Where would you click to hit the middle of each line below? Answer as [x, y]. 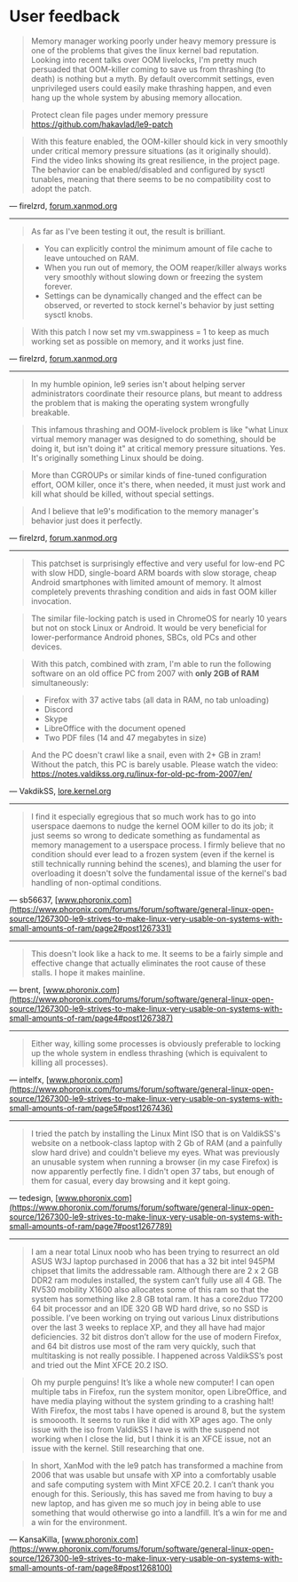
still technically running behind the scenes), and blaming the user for [156, 863]
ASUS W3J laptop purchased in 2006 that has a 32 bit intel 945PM [153, 1261]
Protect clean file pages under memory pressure [119, 115]
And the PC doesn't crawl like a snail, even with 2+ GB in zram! [146, 755]
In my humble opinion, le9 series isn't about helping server [138, 384]
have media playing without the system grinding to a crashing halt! [152, 1401]
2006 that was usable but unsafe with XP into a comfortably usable [153, 1475]
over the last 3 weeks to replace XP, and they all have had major [148, 1327]
